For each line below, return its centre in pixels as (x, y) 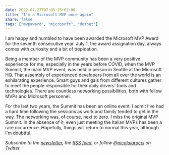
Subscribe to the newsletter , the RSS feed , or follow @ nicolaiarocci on (78, 143)
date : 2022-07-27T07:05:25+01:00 (40, 10)
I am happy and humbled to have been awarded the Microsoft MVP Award (82, 38)
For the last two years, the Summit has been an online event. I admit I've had (84, 106)
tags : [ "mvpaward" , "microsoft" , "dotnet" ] (52, 24)
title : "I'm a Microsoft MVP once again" (49, 15)
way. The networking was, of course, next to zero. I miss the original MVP (82, 117)
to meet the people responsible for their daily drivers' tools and (71, 86)
